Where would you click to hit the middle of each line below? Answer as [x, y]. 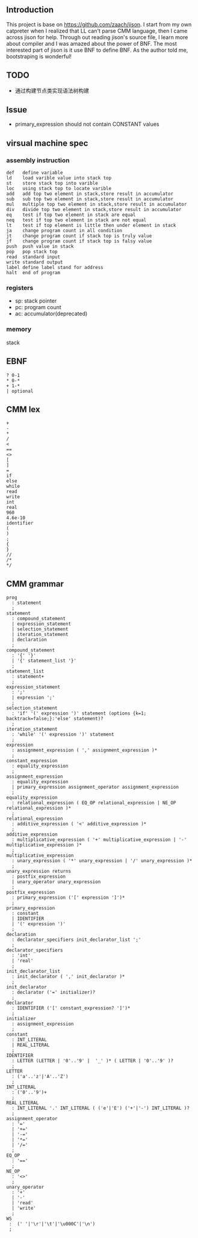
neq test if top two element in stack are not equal [76, 220]
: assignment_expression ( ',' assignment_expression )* [85, 750]
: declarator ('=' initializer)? [54, 993]
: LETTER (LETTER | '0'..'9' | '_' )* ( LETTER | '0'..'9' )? [92, 1061]
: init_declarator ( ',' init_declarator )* [68, 977]
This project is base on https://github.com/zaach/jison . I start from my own [99, 24]
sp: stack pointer [36, 301]
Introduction [30, 10]
